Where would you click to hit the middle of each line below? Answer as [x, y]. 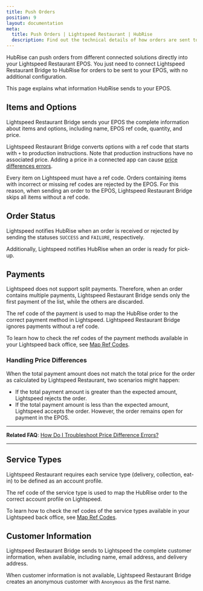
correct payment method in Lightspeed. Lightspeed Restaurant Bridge [93, 320]
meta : [13, 29]
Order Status [31, 216]
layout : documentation [35, 23]
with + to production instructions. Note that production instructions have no [100, 153]
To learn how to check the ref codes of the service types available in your [98, 510]
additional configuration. [37, 77]
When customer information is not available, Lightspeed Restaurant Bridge [99, 575]
